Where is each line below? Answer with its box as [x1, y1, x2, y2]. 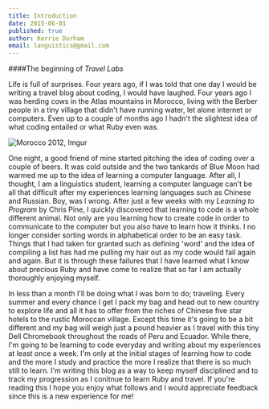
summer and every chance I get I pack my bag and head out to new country [8, 297, 259, 307]
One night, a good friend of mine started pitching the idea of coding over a [8, 154, 255, 163]
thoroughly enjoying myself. [8, 273, 100, 283]
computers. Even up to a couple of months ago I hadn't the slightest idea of [8, 114, 259, 123]
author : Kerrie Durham [8, 34, 84, 43]
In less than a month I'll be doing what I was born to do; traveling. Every [8, 289, 245, 299]
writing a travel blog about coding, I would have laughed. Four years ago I [8, 88, 251, 97]
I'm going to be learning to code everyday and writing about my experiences [8, 340, 262, 350]
